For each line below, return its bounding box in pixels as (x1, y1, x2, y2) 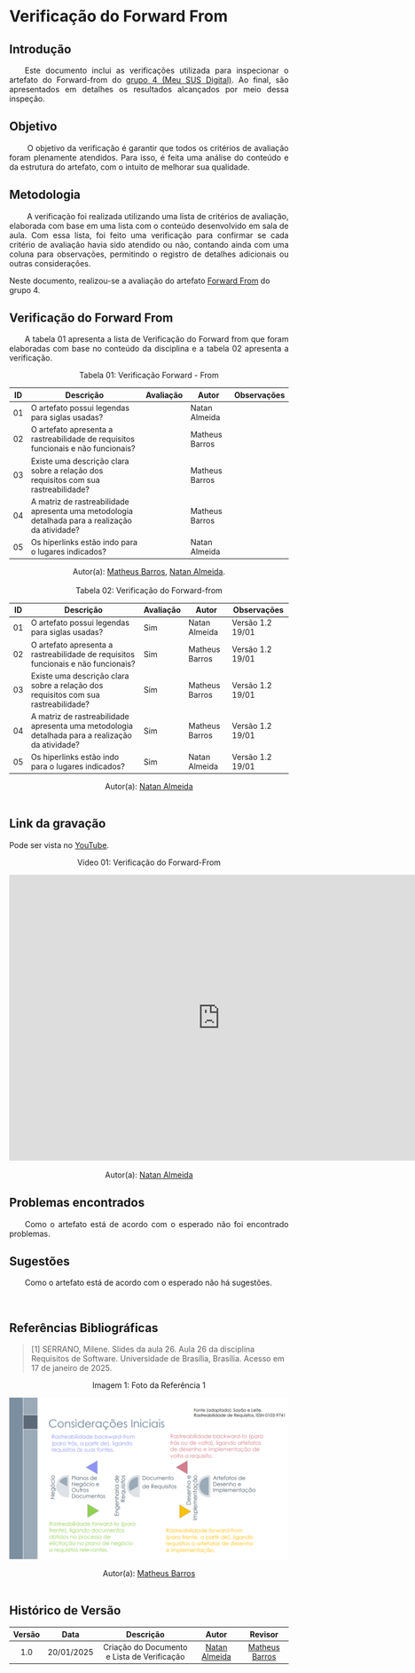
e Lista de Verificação (106, 1652, 185, 1662)
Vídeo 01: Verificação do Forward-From (76, 857, 222, 868)
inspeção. (9, 93, 46, 104)
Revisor (249, 1629, 279, 1639)
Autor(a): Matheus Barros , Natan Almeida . (72, 566, 226, 576)
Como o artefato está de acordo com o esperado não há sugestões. (25, 1277, 272, 1288)
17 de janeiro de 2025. (30, 1363, 113, 1374)
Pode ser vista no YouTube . (9, 839, 109, 850)
